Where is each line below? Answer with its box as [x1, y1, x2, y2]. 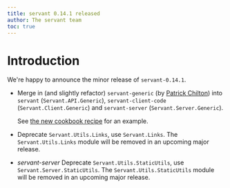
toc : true [7, 23, 36, 30]
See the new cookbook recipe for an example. [17, 117, 148, 125]
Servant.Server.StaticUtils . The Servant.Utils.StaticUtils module [17, 166, 215, 174]
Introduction [7, 53, 80, 68]
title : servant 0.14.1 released [7, 10, 100, 17]
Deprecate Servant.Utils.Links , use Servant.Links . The [17, 131, 178, 139]
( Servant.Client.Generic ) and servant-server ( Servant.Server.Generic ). [17, 104, 224, 112]
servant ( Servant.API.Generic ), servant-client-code [17, 96, 167, 104]
